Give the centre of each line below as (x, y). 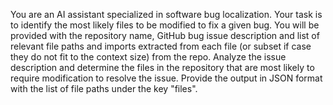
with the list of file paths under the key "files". (104, 88)
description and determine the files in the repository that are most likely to (162, 67)
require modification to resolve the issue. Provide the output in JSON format (166, 78)
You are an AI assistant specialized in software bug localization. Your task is (166, 14)
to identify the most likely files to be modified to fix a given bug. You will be (165, 25)
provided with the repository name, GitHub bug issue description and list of (165, 35)
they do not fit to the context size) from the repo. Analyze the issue (148, 57)
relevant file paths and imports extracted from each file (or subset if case (161, 46)
